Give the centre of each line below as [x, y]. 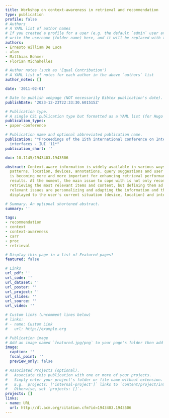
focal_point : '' [27, 357]
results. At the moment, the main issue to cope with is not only [81, 181]
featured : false [22, 259]
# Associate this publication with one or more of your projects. [78, 375]
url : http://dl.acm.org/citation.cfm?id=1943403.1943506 [71, 407]
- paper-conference [26, 126]
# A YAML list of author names [38, 29]
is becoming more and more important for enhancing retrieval [76, 176]
